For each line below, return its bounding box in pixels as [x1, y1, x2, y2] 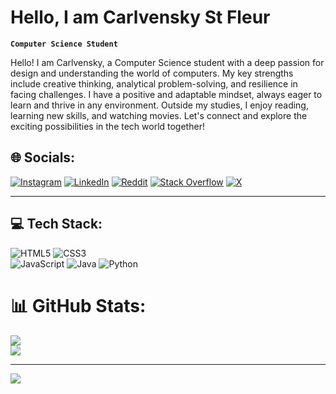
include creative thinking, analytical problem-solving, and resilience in [10, 77, 298, 90]
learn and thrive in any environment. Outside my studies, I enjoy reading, [10, 99, 309, 111]
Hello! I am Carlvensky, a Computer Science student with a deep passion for [10, 56, 325, 68]
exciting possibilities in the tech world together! [10, 120, 205, 132]
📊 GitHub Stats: [10, 294, 147, 317]
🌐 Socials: [10, 149, 76, 166]
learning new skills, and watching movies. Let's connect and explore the [10, 109, 308, 121]
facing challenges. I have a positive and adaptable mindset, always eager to [10, 88, 323, 100]
